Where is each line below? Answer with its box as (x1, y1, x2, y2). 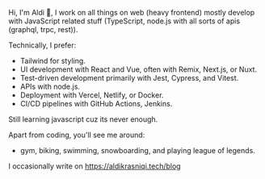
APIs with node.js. (19, 81, 81, 91)
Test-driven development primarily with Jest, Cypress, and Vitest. (19, 73, 239, 82)
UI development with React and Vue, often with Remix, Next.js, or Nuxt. (19, 65, 257, 74)
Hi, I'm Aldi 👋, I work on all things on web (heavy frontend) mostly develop (8, 8, 255, 17)
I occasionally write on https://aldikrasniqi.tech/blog (8, 161, 181, 171)
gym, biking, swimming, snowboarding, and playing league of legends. (19, 146, 256, 155)
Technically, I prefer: (8, 40, 77, 50)
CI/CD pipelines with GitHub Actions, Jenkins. (19, 99, 173, 108)
